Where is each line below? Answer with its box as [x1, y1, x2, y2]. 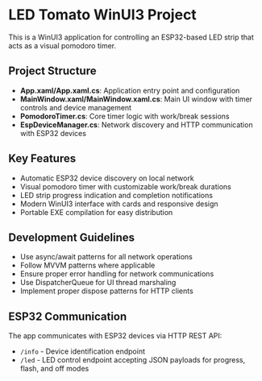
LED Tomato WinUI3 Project [8, 6, 198, 24]
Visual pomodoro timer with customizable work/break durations [19, 181, 231, 191]
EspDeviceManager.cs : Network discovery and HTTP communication [19, 119, 253, 130]
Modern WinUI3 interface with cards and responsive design [19, 199, 219, 209]
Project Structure [8, 64, 97, 78]
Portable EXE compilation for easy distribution [19, 207, 173, 217]
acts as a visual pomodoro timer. [8, 40, 117, 50]
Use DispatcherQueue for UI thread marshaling [19, 278, 177, 288]
